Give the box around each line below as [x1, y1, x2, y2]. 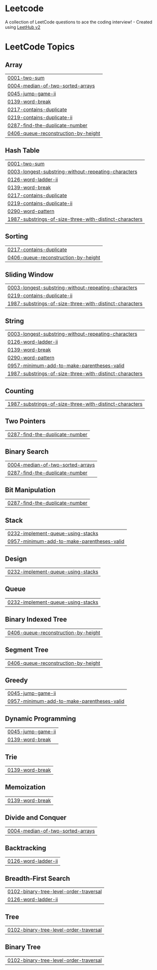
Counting [5, 387, 34, 395]
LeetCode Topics [5, 41, 75, 53]
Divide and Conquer [5, 814, 67, 822]
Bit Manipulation [5, 486, 56, 495]
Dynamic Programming [5, 714, 76, 723]
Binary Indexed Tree [5, 615, 67, 624]
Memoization [5, 783, 46, 792]
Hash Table [5, 147, 40, 155]
